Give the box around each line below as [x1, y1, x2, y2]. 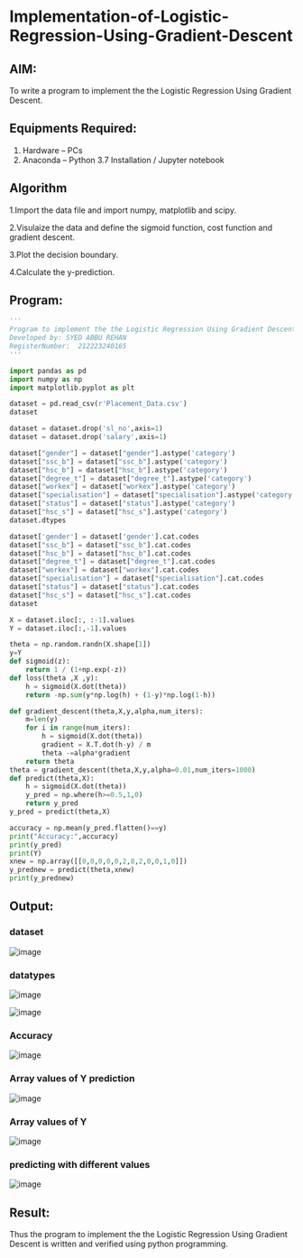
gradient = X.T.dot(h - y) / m [41, 740, 151, 749]
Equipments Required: [9, 121, 137, 136]
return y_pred [25, 799, 78, 808]
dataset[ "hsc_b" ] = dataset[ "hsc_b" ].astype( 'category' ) [9, 465, 228, 474]
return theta [25, 757, 75, 766]
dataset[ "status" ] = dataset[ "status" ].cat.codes [9, 583, 200, 592]
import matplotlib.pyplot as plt [9, 383, 135, 392]
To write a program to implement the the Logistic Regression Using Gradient [9, 86, 292, 96]
